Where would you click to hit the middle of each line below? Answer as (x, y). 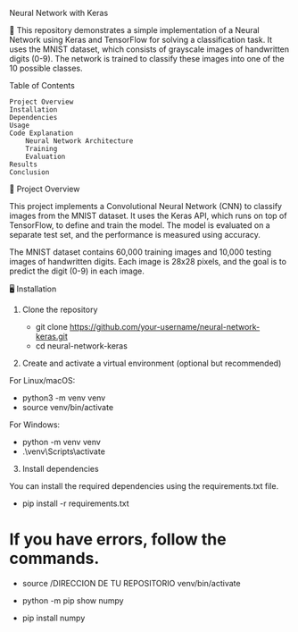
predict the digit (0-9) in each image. (77, 271)
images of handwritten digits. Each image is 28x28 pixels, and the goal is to (148, 261)
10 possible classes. (46, 68)
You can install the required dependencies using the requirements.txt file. (144, 486)
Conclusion (29, 173)
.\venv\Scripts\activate (63, 451)
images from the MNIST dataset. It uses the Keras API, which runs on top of (148, 215)
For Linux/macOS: (42, 380)
